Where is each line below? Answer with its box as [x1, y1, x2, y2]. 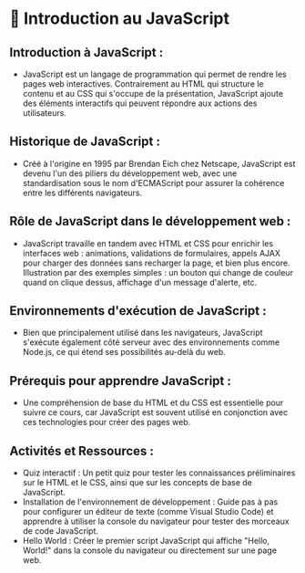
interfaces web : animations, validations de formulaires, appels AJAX [22, 247, 280, 258]
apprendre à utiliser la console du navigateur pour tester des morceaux [22, 516, 290, 527]
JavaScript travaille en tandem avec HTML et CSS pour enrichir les [22, 237, 274, 249]
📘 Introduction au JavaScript [9, 8, 230, 29]
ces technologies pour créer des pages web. [22, 417, 191, 428]
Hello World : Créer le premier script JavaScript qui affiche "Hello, [22, 536, 270, 547]
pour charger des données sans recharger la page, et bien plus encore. [22, 257, 290, 268]
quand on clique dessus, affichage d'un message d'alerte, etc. [22, 276, 258, 287]
